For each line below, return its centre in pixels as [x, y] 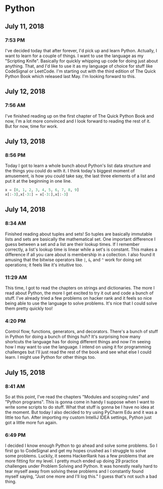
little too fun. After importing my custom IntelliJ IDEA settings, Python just [78, 417]
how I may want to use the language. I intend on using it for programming [78, 347]
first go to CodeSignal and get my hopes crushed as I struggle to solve [76, 451]
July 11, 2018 [25, 26]
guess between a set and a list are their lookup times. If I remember [72, 244]
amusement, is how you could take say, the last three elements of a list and [80, 176]
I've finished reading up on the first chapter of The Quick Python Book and [80, 116]
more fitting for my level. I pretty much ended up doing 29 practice [72, 461]
